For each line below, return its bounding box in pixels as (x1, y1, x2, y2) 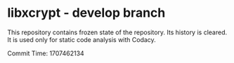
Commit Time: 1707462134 (7, 49, 84, 57)
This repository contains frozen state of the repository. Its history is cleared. (7, 28, 227, 36)
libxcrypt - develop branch (7, 5, 166, 21)
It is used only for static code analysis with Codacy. (7, 35, 156, 43)
